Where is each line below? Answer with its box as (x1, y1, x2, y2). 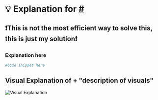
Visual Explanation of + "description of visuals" (5, 76, 154, 85)
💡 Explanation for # (5, 3, 84, 15)
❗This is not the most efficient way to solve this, (5, 24, 153, 32)
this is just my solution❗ (5, 34, 78, 43)
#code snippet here (5, 63, 45, 68)
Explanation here (5, 51, 47, 58)
